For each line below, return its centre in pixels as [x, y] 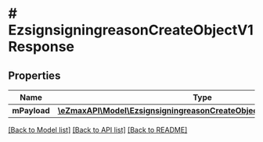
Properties [34, 75]
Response [41, 47]
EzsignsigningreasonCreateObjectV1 [131, 30]
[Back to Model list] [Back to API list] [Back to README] [98, 130]
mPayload [31, 110]
